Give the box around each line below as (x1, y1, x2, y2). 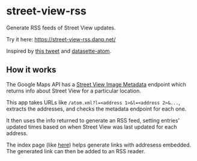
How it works (6, 65, 56, 75)
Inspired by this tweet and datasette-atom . (6, 47, 112, 55)
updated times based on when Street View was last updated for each (6, 123, 177, 130)
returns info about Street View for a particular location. (6, 87, 141, 94)
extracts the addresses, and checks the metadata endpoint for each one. (6, 105, 187, 112)
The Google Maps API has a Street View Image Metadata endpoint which (6, 80, 186, 88)
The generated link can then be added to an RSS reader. (6, 147, 145, 154)
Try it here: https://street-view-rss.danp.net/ (6, 35, 116, 43)
